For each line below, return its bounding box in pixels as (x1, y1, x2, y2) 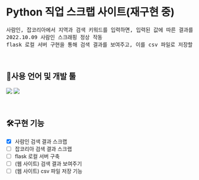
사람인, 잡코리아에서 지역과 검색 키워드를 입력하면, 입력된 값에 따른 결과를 (6, 26, 194, 33)
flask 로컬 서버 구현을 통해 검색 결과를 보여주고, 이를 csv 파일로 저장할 (6, 41, 193, 48)
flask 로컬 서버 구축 (14, 152, 60, 160)
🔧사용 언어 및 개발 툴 (6, 72, 76, 82)
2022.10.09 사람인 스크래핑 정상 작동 (6, 34, 102, 40)
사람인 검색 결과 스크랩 (14, 137, 68, 145)
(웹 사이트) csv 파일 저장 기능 (14, 167, 83, 175)
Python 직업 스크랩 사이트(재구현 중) (6, 5, 175, 19)
